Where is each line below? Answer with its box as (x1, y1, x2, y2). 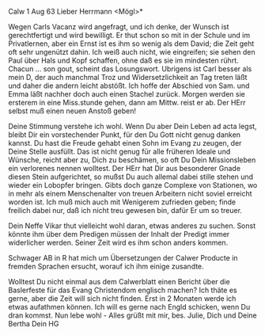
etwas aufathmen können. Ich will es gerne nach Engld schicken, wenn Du (8, 303, 251, 311)
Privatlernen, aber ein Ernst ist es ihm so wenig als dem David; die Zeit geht (8, 39, 255, 48)
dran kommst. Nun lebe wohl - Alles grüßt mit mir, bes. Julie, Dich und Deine (8, 310, 257, 320)
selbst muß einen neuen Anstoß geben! (8, 106, 137, 116)
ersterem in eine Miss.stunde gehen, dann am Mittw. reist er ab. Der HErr (8, 98, 246, 107)
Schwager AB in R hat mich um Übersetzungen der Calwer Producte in (8, 253, 239, 262)
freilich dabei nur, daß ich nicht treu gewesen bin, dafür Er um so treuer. (8, 206, 243, 215)
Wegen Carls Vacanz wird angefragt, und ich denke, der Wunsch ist (8, 22, 229, 31)
